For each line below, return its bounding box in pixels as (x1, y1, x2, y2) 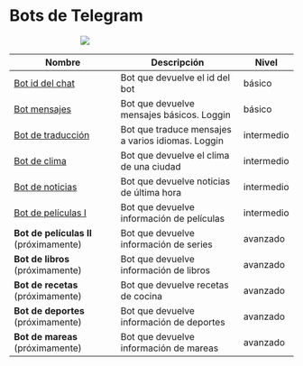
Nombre (44, 56, 81, 69)
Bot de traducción (14, 128, 90, 141)
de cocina (120, 289, 162, 302)
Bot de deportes (14, 304, 86, 316)
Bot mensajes (14, 103, 72, 115)
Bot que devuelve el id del (120, 71, 231, 84)
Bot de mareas (14, 330, 78, 343)
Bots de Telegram (9, 5, 143, 26)
